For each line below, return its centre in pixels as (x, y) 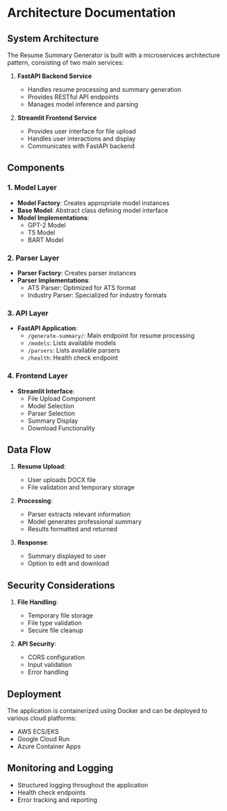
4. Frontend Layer (37, 376)
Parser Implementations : (53, 280)
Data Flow (29, 450)
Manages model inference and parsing (83, 104)
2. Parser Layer (33, 257)
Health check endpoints (51, 792)
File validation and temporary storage (81, 488)
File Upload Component (61, 399)
